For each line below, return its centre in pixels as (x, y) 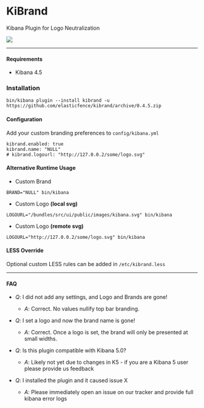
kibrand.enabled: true (35, 144)
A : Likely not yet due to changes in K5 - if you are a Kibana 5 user (106, 363)
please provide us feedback (59, 369)
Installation (23, 88)
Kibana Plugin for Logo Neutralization (53, 28)
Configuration (24, 119)
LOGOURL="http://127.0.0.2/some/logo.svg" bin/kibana (76, 237)
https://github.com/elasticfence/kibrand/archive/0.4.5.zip (84, 106)
